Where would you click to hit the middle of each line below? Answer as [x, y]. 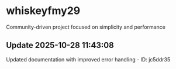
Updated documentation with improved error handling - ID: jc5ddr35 [88, 59]
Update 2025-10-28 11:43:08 [60, 45]
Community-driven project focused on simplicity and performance [86, 27]
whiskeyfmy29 [43, 11]
